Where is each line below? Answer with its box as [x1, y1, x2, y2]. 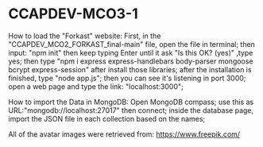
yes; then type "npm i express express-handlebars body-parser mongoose [8, 56, 253, 66]
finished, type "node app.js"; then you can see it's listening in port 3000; [8, 73, 246, 83]
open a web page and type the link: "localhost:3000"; [8, 81, 184, 91]
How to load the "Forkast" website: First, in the [8, 31, 161, 41]
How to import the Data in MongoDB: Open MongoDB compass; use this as [8, 97, 254, 106]
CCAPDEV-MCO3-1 [8, 5, 138, 23]
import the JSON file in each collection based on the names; [8, 114, 206, 123]
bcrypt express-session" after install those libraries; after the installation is [8, 64, 252, 74]
